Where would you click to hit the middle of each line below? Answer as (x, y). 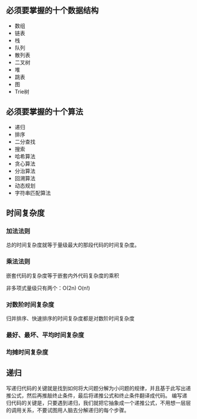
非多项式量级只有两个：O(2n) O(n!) (48, 288)
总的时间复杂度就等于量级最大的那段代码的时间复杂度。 (73, 245)
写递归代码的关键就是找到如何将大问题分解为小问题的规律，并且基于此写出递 (98, 388)
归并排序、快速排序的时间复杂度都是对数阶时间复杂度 (70, 318)
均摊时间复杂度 (27, 352)
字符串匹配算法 (33, 193)
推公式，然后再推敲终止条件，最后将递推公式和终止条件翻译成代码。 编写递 (97, 395)
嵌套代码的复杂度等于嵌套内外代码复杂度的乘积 (62, 275)
